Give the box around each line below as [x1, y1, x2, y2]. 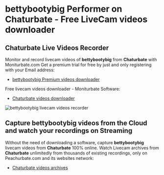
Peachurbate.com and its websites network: [5, 155, 94, 161]
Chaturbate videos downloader [12, 95, 75, 101]
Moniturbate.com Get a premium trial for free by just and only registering [5, 62, 152, 67]
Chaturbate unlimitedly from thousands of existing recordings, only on [5, 150, 148, 156]
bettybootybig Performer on [5, 3, 122, 15]
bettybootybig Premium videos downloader [12, 77, 100, 82]
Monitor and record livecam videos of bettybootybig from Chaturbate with [5, 57, 157, 62]
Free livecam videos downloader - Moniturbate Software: [5, 86, 120, 91]
